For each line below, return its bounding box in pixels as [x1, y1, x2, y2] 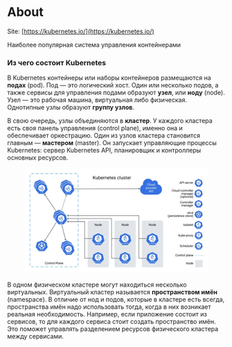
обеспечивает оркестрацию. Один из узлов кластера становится [7, 131, 201, 139]
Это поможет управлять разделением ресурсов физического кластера [7, 325, 219, 333]
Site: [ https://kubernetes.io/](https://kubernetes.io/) [7, 27, 154, 35]
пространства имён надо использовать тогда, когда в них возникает [7, 303, 211, 311]
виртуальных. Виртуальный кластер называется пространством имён [7, 288, 218, 296]
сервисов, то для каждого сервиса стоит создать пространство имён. [7, 317, 216, 326]
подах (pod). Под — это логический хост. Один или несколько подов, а [7, 81, 219, 90]
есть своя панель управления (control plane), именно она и [7, 124, 184, 133]
